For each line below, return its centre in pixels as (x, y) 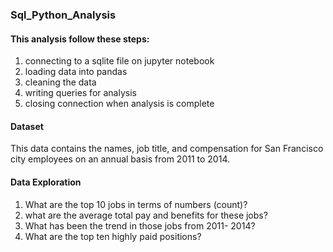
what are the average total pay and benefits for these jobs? (146, 215)
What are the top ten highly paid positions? (113, 236)
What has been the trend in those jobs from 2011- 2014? (140, 225)
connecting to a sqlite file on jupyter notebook (119, 61)
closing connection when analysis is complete (119, 104)
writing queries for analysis (80, 93)
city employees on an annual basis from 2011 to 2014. (120, 159)
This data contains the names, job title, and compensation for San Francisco (167, 149)
